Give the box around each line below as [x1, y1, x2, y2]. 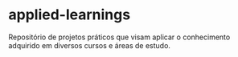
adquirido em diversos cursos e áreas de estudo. [8, 40, 171, 50]
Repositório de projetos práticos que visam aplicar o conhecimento [8, 32, 231, 42]
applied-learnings [8, 6, 131, 24]
